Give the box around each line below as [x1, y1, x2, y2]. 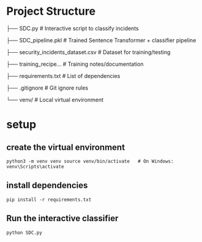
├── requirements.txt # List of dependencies [6, 72, 121, 79]
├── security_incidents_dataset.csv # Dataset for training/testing [6, 48, 171, 56]
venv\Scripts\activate [6, 163, 64, 170]
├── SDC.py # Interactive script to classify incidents [6, 25, 139, 32]
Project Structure [6, 4, 96, 18]
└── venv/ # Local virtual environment [6, 96, 104, 103]
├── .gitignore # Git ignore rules [6, 84, 89, 92]
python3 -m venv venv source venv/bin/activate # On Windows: [6, 158, 174, 164]
